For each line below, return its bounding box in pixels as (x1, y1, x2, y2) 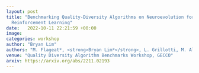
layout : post (6, 8, 38, 15)
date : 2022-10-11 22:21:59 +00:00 (6, 25, 97, 31)
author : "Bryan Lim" (6, 42, 57, 48)
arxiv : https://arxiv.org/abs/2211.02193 (6, 58, 110, 64)
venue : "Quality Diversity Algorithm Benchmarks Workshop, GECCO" (6, 52, 174, 58)
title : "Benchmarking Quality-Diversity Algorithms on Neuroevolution (6, 14, 184, 20)
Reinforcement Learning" (11, 19, 73, 25)
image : (6, 31, 23, 36)
